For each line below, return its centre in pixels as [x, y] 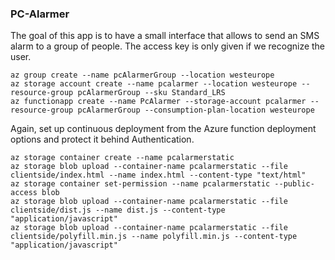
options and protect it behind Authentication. [102, 139]
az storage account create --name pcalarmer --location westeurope [154, 84]
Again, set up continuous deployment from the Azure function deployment [163, 129]
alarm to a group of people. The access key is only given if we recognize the [168, 46]
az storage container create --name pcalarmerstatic [122, 158]
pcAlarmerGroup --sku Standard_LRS [151, 93]
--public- [294, 184]
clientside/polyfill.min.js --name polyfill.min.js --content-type [154, 237]
